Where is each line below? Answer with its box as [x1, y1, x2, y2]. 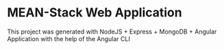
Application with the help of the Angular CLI [7, 34, 130, 42]
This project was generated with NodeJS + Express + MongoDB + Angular [7, 27, 217, 36]
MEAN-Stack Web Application [7, 5, 183, 21]
